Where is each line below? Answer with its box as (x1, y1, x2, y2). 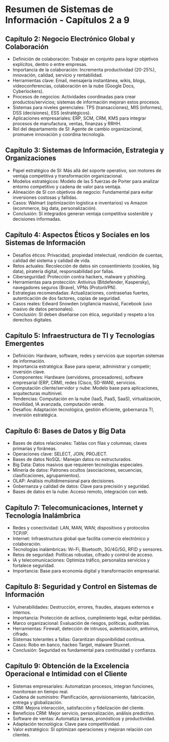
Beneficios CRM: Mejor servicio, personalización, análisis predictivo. (12, 710, 155, 716)
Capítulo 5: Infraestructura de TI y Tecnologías (5, 331, 155, 340)
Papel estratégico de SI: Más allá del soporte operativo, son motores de (12, 167, 161, 173)
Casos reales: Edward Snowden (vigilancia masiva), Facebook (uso (12, 300, 152, 306)
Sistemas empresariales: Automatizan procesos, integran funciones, (12, 683, 155, 689)
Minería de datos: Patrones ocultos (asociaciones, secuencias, (12, 467, 143, 473)
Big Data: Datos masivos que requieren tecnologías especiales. (12, 462, 144, 468)
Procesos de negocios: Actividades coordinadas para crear (12, 94, 136, 99)
